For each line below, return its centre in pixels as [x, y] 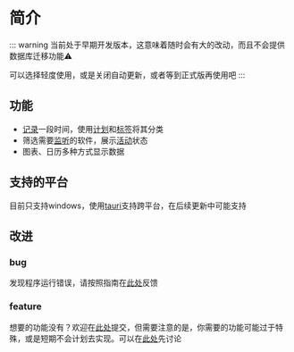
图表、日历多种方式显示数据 [73, 151]
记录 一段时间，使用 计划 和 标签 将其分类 [92, 129]
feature [25, 306]
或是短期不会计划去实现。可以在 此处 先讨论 [103, 338]
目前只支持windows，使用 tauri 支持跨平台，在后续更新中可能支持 [128, 205]
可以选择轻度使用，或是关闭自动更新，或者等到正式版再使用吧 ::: [127, 75]
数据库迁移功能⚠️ [41, 55]
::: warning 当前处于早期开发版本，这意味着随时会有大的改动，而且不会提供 [147, 45]
